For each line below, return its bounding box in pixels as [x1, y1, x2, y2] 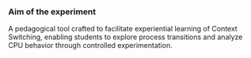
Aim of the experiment [8, 6, 97, 17]
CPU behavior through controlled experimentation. [8, 41, 173, 50]
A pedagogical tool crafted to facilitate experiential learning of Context [8, 24, 238, 34]
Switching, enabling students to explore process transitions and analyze [8, 32, 243, 42]
